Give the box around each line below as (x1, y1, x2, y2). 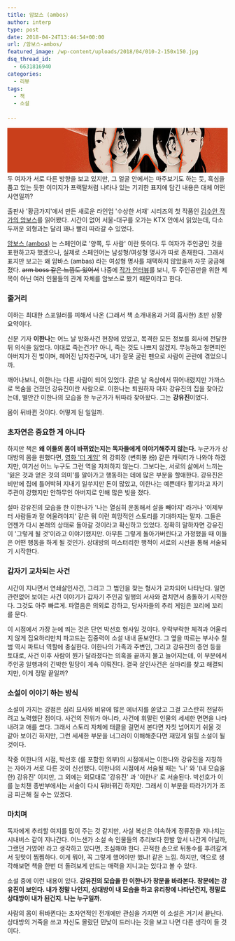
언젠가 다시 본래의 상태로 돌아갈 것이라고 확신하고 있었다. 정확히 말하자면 (7, 521, 205, 529)
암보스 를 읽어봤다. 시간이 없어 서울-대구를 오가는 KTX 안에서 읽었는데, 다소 (20, 215, 224, 224)
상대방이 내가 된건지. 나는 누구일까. (7, 894, 102, 902)
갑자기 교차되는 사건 (7, 567, 71, 576)
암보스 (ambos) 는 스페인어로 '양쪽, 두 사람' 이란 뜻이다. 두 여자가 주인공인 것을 (7, 239, 222, 248)
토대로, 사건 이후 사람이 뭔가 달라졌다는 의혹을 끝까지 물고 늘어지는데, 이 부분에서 (7, 651, 227, 659)
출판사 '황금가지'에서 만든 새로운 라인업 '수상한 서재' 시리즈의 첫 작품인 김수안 (7, 207, 218, 215)
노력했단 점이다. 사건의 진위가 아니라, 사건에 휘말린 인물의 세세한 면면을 (20, 714, 215, 722)
